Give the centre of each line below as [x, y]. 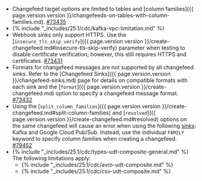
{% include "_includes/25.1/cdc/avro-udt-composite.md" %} [97, 165]
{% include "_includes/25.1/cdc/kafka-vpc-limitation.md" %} [88, 28]
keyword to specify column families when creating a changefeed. [95, 139]
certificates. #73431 [37, 61]
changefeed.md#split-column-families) [62, 113]
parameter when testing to [152, 48]
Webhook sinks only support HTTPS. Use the [69, 35]
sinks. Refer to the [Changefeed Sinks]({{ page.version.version [91, 74]
